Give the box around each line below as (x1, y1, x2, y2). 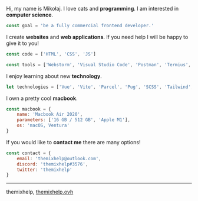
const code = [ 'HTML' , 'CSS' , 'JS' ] (6, 51, 96, 57)
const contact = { (6, 150, 51, 156)
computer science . (6, 11, 54, 18)
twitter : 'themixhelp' (16, 167, 72, 173)
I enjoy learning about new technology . (6, 72, 102, 79)
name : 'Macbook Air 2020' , (16, 112, 83, 118)
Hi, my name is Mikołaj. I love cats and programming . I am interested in (6, 5, 179, 12)
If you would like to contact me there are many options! (6, 138, 141, 145)
